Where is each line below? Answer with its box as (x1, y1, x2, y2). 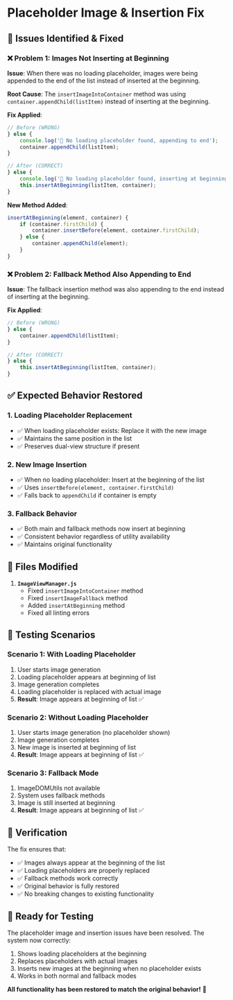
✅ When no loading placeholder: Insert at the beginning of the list (17, 475, 205, 484)
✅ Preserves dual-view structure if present (17, 442, 140, 450)
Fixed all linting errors (27, 609, 90, 617)
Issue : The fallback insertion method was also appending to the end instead (7, 285, 225, 294)
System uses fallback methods (17, 791, 105, 799)
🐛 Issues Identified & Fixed (7, 33, 124, 44)
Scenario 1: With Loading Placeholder (7, 650, 137, 659)
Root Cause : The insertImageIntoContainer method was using (7, 90, 186, 98)
